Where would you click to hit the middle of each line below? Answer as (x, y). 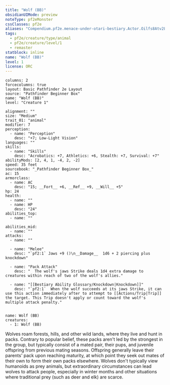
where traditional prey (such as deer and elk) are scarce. (64, 377)
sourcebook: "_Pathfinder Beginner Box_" (50, 169)
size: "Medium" (21, 116)
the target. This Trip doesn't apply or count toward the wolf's (75, 298)
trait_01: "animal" (26, 120)
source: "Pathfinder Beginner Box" (43, 94)
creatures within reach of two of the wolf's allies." (64, 276)
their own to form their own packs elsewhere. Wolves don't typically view (81, 361)
